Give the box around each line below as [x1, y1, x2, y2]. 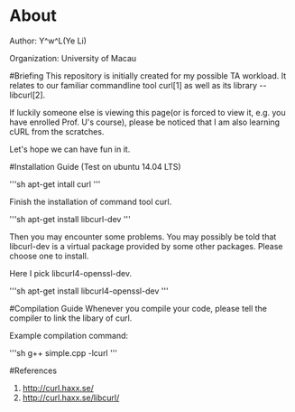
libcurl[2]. [9, 89, 46, 100]
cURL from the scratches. [9, 126, 105, 136]
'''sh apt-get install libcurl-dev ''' [9, 213, 131, 224]
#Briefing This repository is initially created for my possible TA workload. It [9, 70, 287, 81]
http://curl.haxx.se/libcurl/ [22, 392, 120, 403]
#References [9, 365, 57, 376]
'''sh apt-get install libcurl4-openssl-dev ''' [9, 286, 169, 296]
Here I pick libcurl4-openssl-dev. [9, 267, 133, 278]
